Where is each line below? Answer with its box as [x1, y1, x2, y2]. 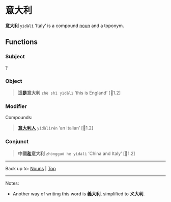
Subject [5, 53, 25, 60]
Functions [5, 38, 38, 47]
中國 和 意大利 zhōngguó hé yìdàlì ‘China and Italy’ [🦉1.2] [17, 150, 135, 156]
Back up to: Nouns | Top [5, 165, 56, 171]
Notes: [5, 180, 19, 186]
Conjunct [5, 138, 29, 145]
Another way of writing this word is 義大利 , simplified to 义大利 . [12, 190, 145, 197]
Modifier [5, 103, 27, 110]
